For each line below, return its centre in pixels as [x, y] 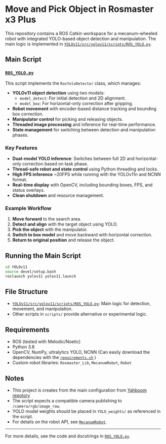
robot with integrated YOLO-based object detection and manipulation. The [81, 39]
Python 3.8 [23, 347]
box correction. [28, 114]
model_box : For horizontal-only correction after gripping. [76, 103]
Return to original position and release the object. [63, 240]
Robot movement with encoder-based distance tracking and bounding [84, 109]
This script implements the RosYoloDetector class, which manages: [73, 83]
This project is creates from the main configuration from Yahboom [80, 390]
